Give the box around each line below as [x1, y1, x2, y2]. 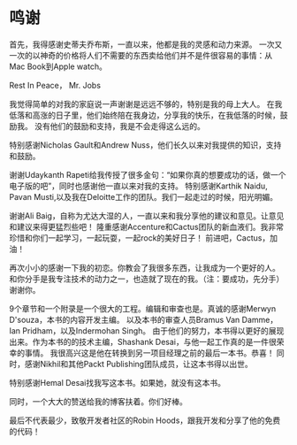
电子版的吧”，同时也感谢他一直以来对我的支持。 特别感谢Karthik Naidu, [9, 180, 268, 191]
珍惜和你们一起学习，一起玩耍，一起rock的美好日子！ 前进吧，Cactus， [9, 232, 270, 243]
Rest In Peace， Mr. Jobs [9, 80, 102, 90]
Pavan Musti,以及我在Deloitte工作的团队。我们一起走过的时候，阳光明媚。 [9, 191, 278, 202]
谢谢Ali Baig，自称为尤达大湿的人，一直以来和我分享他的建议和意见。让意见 [9, 210, 285, 221]
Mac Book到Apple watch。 [9, 61, 108, 72]
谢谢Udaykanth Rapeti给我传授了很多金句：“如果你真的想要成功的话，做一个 [9, 169, 286, 180]
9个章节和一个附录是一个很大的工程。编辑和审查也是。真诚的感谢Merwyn [9, 303, 277, 314]
